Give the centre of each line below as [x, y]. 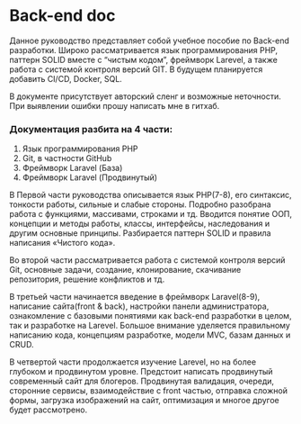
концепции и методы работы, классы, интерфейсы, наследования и [140, 224]
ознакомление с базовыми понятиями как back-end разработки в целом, [150, 316]
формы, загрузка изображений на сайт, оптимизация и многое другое [145, 401]
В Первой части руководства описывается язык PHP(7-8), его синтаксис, [150, 195]
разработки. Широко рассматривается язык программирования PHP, [144, 50]
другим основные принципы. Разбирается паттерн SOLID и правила [140, 233]
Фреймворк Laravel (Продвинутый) [90, 177]
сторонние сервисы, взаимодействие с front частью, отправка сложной [148, 391]
